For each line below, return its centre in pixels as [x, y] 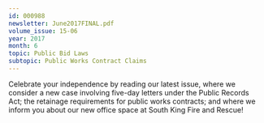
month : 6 [23, 46]
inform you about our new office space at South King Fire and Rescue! [126, 109]
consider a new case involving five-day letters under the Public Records [129, 92]
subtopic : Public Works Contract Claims [78, 61]
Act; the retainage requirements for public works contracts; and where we [132, 101]
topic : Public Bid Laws [49, 53]
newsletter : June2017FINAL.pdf [61, 23]
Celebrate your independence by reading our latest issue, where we [122, 84]
